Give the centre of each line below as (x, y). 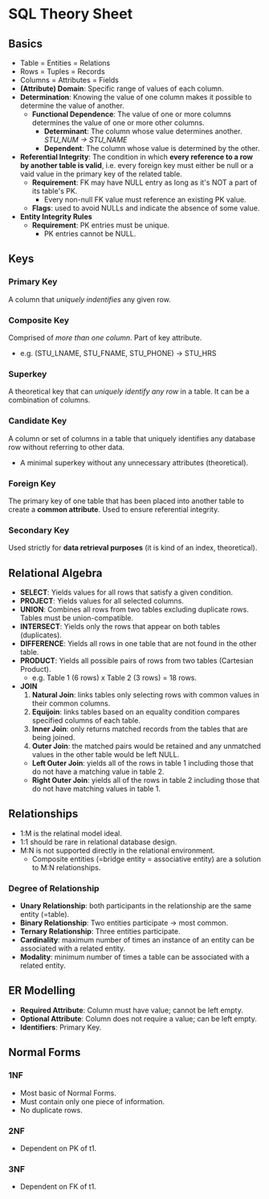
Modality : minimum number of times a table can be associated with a (135, 957)
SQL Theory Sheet (71, 14)
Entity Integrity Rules (56, 217)
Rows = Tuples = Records (63, 72)
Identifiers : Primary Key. (61, 1027)
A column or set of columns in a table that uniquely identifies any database (132, 438)
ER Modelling (42, 990)
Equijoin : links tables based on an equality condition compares (136, 711)
